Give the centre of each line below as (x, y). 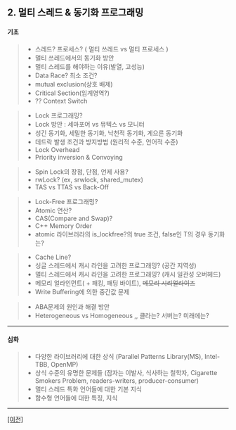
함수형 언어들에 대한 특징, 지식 (76, 398)
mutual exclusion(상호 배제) (74, 84)
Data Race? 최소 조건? (66, 75)
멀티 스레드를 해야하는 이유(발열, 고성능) (90, 66)
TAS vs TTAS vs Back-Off (72, 187)
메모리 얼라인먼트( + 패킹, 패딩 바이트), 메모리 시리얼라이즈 (115, 283)
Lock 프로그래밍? (59, 115)
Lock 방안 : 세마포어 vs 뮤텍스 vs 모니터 (90, 124)
